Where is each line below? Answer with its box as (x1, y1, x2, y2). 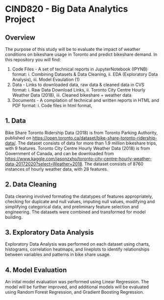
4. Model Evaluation (5, 266, 67, 274)
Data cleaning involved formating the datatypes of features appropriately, (5, 193, 153, 199)
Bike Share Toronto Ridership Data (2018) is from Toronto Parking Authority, (5, 130, 158, 136)
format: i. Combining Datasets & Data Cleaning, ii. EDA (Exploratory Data (12, 71, 158, 77)
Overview (5, 33, 36, 42)
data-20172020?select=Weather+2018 (5, 161, 82, 167)
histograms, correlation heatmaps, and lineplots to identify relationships (5, 246, 150, 253)
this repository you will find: (5, 57, 61, 62)
